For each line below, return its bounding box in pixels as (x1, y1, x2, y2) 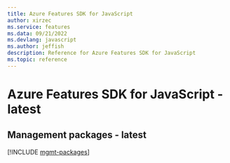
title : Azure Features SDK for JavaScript (7, 10, 133, 18)
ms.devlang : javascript (7, 37, 77, 44)
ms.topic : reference (7, 56, 68, 63)
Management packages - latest (7, 129, 147, 141)
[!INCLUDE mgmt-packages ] (7, 148, 90, 156)
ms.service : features (7, 23, 71, 30)
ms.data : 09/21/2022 (7, 30, 68, 37)
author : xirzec (7, 17, 52, 24)
